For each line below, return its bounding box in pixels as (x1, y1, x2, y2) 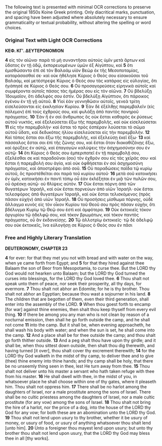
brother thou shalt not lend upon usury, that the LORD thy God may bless (5, 430, 150, 436)
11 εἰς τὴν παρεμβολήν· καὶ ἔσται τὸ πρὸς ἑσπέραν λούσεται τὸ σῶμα (5, 124, 145, 130)
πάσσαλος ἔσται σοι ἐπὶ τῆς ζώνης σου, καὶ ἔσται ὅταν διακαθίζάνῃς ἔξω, (5, 140, 155, 146)
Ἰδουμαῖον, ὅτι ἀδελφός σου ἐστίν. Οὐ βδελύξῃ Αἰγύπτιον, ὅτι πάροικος (5, 93, 149, 99)
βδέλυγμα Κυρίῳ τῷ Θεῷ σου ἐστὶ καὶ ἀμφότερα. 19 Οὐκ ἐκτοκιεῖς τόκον (5, 207, 151, 213)
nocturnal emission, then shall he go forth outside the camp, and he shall (5, 316, 150, 322)
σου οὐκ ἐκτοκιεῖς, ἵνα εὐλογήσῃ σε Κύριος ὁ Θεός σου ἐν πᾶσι (5, 222, 133, 228)
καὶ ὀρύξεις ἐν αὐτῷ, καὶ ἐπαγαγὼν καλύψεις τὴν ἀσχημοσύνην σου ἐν (5, 145, 150, 151)
